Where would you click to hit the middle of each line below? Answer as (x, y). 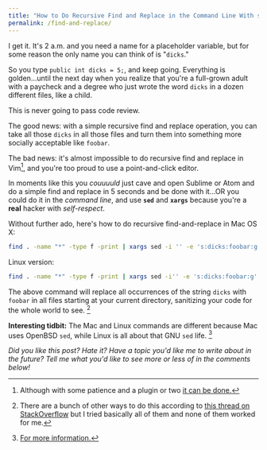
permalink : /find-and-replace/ (60, 23)
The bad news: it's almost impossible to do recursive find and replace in (126, 158)
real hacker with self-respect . (57, 208)
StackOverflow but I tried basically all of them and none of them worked (137, 414)
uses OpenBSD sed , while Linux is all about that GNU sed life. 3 (110, 335)
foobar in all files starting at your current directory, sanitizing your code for (130, 300)
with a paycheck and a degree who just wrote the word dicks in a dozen (126, 86)
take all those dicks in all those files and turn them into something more (125, 134)
